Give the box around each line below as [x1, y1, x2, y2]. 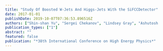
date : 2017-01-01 [5, 12, 41, 17]
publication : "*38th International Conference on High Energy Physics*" [5, 39, 156, 44]
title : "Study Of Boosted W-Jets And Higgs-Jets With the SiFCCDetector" [5, 7, 159, 12]
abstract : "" [5, 30, 32, 34]
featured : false [5, 34, 38, 39]
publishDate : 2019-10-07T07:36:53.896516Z [5, 16, 93, 21]
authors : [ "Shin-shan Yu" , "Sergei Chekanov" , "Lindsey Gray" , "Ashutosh [5, 20, 159, 26]
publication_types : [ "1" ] [5, 25, 58, 30]
